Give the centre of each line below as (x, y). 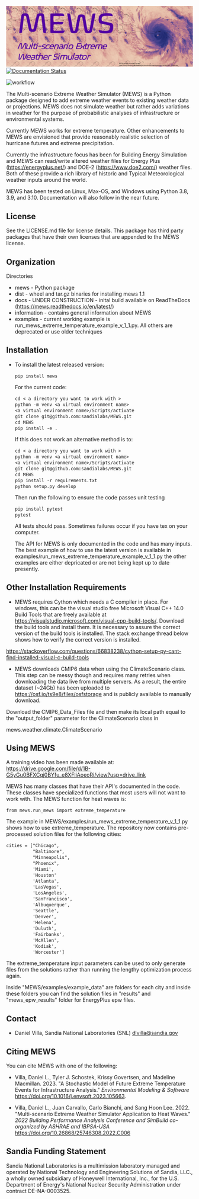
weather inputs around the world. (47, 180)
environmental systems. (35, 119)
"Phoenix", (46, 864)
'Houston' (45, 876)
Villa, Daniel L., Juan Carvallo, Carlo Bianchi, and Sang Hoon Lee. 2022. (102, 1108)
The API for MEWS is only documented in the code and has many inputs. (103, 544)
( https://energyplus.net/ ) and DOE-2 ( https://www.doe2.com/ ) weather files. (99, 167)
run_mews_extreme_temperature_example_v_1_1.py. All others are (94, 325)
